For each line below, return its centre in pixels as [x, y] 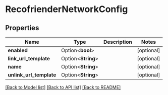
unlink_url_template [32, 75]
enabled [18, 50]
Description [118, 42]
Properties [22, 28]
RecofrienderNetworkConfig [67, 9]
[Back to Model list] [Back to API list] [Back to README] [63, 87]
